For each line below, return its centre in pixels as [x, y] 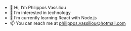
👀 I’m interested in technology [40, 13]
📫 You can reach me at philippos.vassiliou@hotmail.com [68, 23]
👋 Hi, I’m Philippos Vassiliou [38, 8]
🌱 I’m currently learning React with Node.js [53, 18]
